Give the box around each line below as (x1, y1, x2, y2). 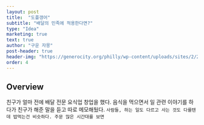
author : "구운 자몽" (6, 43, 53, 49)
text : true (6, 37, 34, 43)
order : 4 (6, 59, 29, 65)
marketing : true (6, 31, 47, 37)
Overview (6, 82, 44, 92)
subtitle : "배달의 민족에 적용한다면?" (6, 20, 93, 26)
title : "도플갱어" (6, 14, 50, 21)
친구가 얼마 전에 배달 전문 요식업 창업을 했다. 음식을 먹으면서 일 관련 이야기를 (6, 98, 188, 106)
